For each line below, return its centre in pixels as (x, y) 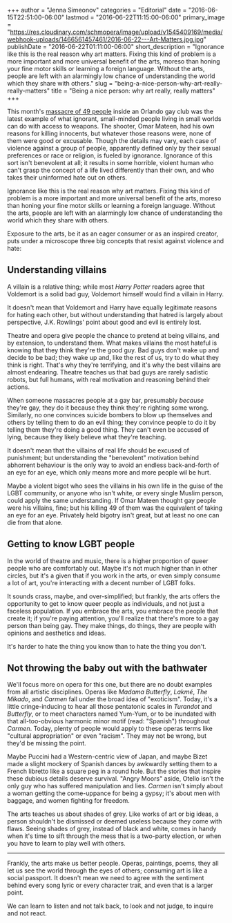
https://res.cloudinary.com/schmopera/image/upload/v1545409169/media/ (116, 32)
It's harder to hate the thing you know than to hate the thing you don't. (107, 646)
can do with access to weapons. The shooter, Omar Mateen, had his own (111, 126)
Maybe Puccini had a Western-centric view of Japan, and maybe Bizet (107, 757)
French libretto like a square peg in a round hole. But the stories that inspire (114, 771)
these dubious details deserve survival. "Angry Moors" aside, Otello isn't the (116, 779)
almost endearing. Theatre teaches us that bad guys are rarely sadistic (108, 372)
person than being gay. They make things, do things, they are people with (112, 625)
